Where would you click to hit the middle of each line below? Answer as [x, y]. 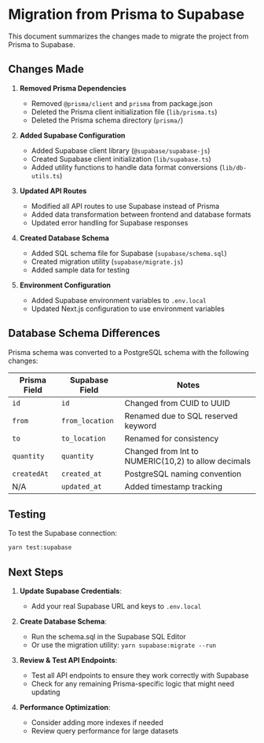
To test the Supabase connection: [63, 533]
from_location [88, 421]
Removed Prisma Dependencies [73, 88]
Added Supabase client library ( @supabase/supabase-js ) [121, 150]
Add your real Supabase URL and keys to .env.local [116, 606]
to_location [84, 438]
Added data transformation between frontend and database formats [141, 214]
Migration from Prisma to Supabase [126, 15]
